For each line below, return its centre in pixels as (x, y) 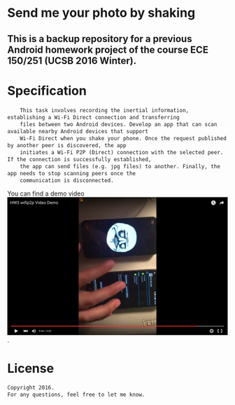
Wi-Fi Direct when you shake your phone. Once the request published (123, 138)
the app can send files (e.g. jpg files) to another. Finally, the (120, 166)
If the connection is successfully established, (79, 159)
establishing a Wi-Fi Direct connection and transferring (93, 117)
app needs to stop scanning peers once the (72, 173)
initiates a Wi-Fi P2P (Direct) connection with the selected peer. (122, 152)
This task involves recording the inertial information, (105, 110)
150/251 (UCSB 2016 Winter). (72, 61)
